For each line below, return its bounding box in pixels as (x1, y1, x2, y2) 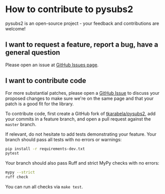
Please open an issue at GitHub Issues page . (5, 62, 99, 68)
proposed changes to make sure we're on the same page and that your (5, 95, 154, 101)
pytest (5, 151, 19, 156)
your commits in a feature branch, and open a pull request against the (5, 115, 151, 122)
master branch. (5, 121, 37, 127)
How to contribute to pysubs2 (5, 4, 134, 15)
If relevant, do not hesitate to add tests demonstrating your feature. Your (5, 131, 157, 137)
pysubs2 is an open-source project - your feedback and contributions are (5, 20, 159, 26)
